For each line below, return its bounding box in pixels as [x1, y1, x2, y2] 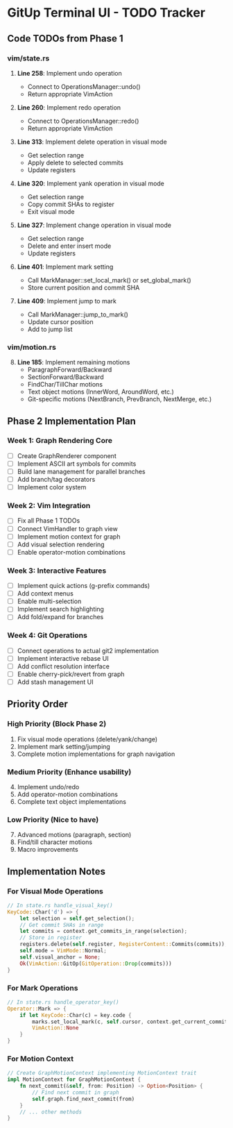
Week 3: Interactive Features [7, 566, 107, 575]
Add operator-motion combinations [17, 790, 118, 798]
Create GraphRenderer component [17, 451, 116, 460]
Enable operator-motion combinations [17, 548, 126, 556]
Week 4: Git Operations [7, 630, 88, 640]
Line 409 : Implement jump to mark [17, 296, 116, 305]
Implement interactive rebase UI [17, 654, 109, 662]
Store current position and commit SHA [27, 283, 140, 292]
